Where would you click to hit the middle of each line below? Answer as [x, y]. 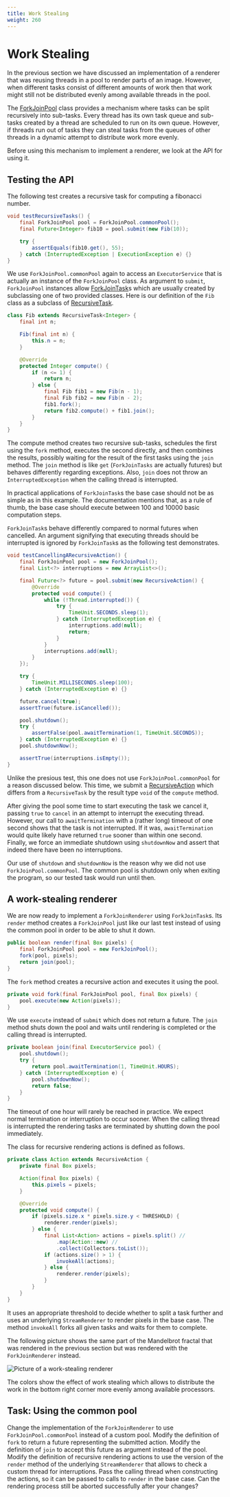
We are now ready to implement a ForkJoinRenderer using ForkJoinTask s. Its [115, 916]
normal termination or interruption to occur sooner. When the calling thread [113, 1119]
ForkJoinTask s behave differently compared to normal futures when [103, 528]
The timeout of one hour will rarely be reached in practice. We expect [105, 1112]
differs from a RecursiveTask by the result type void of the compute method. [113, 793]
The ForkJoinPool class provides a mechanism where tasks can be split [108, 108]
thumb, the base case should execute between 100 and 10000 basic [104, 508]
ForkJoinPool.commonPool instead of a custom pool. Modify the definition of [113, 1434]
